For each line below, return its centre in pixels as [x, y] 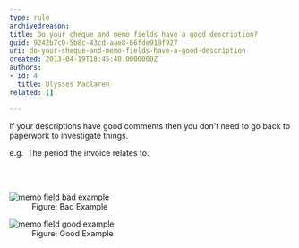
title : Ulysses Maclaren [64, 84]
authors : [26, 68]
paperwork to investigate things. [69, 135]
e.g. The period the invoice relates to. [79, 152]
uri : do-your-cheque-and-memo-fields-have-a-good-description [128, 51]
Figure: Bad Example [70, 206]
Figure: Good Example [73, 233]
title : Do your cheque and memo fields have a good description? [133, 34]
